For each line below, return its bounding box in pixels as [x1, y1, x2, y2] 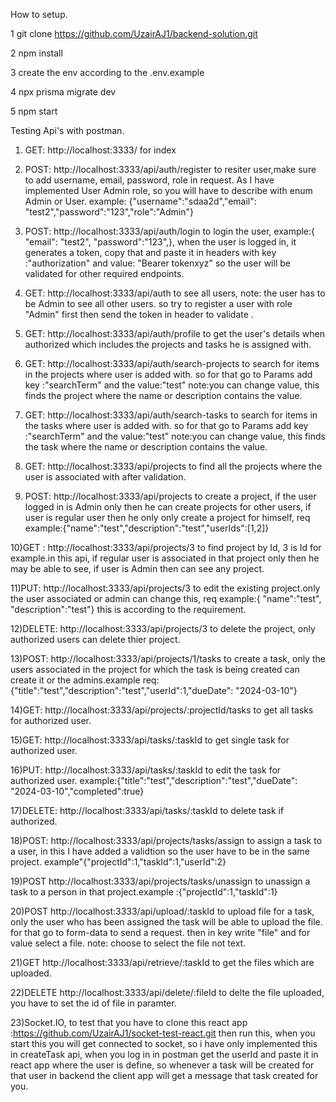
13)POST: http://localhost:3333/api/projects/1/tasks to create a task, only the [10, 653, 326, 664]
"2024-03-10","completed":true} [10, 785, 145, 797]
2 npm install [10, 47, 63, 59]
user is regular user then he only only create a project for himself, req [24, 512, 311, 523]
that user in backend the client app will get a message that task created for [10, 1070, 319, 1081]
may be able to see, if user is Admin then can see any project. [10, 563, 265, 574]
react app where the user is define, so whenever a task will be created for [10, 1059, 315, 1071]
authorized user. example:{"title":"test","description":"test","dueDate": [10, 775, 298, 786]
